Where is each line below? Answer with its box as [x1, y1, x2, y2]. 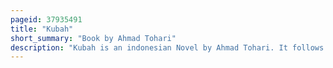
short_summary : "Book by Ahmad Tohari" [10, 33, 177, 43]
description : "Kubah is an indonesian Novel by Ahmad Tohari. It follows [10, 42, 325, 53]
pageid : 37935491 [10, 14, 83, 25]
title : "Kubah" [10, 24, 74, 34]
